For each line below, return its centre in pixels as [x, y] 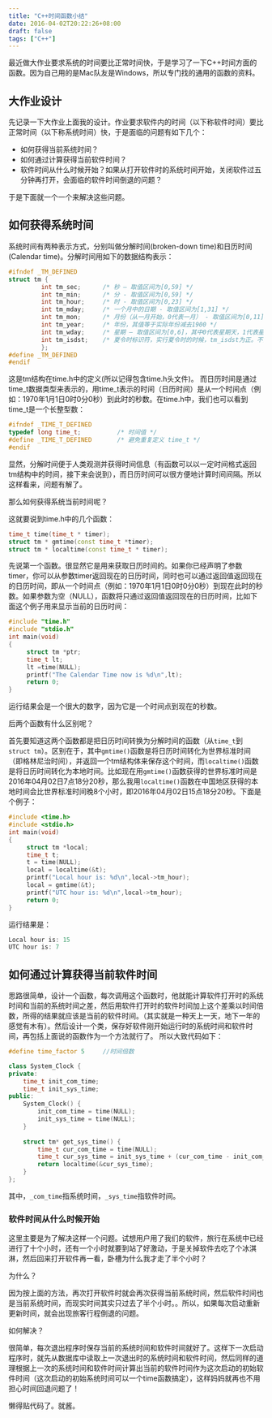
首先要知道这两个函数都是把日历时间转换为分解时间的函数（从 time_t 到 [125, 741]
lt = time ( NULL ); [54, 667]
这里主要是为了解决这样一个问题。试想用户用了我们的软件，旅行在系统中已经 [136, 1239]
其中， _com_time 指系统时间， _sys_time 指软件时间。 [94, 1195]
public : [21, 1096]
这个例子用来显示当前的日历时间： [72, 607]
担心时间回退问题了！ [44, 1389]
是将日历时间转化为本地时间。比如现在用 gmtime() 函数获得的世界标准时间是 [133, 772]
